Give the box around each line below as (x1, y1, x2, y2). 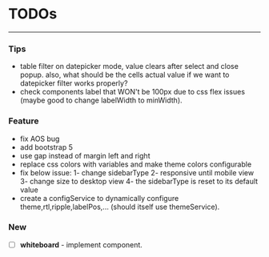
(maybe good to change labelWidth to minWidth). (19, 95, 183, 105)
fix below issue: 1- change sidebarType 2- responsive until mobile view (19, 167, 255, 177)
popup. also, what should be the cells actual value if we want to (19, 70, 230, 80)
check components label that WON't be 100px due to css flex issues (19, 87, 246, 97)
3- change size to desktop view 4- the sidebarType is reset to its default (19, 176, 259, 186)
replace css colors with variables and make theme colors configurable (19, 159, 252, 169)
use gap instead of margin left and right (19, 151, 151, 160)
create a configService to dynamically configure (19, 193, 179, 203)
